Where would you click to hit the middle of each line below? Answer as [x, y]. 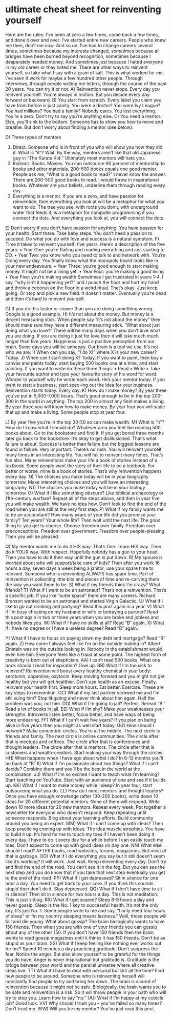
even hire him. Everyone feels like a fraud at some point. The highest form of [86, 654]
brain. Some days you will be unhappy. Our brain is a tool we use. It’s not [82, 347]
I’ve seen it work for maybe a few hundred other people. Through [74, 78]
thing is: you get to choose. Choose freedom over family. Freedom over [80, 525]
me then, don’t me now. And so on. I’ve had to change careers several [79, 45]
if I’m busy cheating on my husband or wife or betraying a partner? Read [82, 612]
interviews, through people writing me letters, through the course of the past [86, 84]
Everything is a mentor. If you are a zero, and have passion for [78, 196]
